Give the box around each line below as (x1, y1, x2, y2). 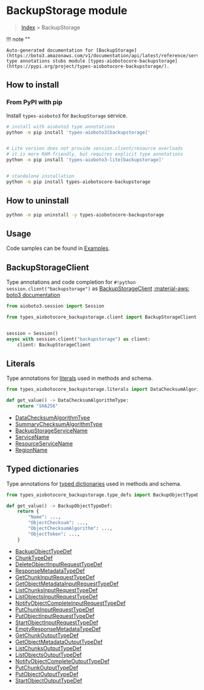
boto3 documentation (6, 291, 61, 298)
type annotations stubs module (6, 58, 86, 64)
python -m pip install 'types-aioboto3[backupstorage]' (6, 129, 151, 136)
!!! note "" (6, 35, 30, 43)
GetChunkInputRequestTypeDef (15, 573, 95, 581)
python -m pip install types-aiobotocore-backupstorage (6, 179, 151, 185)
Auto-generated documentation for (6, 47, 94, 53)
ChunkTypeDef (15, 554, 53, 561)
